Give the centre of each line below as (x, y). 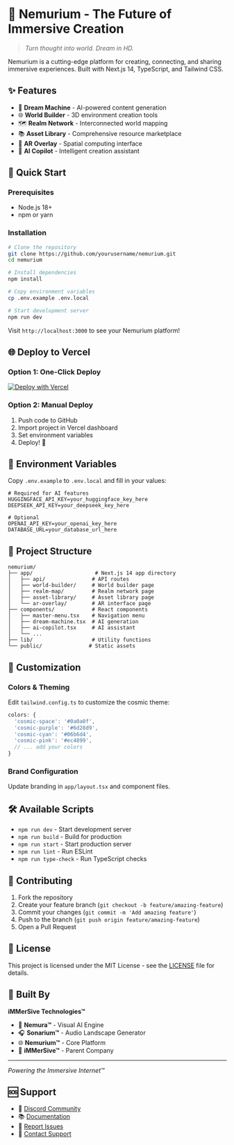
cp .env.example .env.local (49, 298)
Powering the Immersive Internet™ (56, 1070)
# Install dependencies (42, 273)
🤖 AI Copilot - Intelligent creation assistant (78, 151)
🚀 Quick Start (37, 173)
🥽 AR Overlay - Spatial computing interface (80, 143)
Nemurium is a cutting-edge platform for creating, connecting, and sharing (115, 61)
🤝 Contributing (40, 881)
